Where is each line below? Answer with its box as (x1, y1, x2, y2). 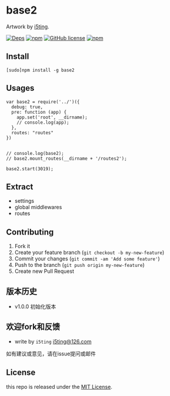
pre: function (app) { (11, 109, 67, 115)
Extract (6, 181, 33, 192)
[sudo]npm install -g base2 (6, 67, 75, 73)
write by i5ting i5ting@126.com (14, 338, 92, 345)
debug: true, (11, 104, 43, 110)
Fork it (14, 243, 30, 250)
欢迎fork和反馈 (6, 322, 60, 332)
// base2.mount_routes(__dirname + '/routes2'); (6, 156, 127, 161)
